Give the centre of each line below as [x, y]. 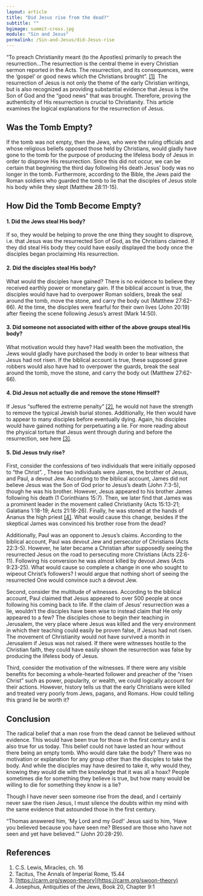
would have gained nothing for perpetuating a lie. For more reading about [98, 426]
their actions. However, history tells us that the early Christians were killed [98, 687]
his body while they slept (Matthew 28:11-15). [63, 187]
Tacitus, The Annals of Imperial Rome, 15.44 [70, 874]
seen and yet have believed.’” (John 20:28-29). [65, 834]
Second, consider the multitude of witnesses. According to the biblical [94, 592]
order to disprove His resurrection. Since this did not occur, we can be [94, 161]
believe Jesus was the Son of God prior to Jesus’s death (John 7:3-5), [93, 485]
